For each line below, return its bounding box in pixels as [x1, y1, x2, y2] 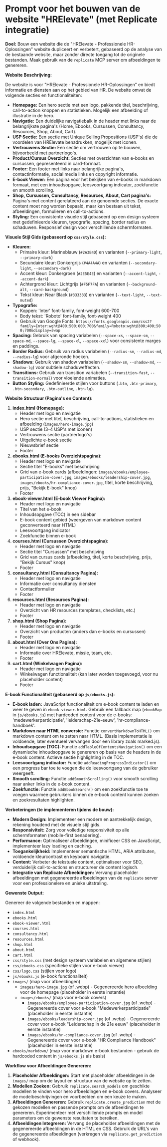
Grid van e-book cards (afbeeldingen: [19, 469, 98, 475]
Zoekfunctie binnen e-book [19, 532, 76, 538]
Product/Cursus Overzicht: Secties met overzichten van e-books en [12, 155, 155, 161]
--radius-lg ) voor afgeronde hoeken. [12, 354, 90, 360]
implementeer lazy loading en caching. [12, 842, 92, 849]
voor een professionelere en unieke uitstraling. [12, 880, 108, 886]
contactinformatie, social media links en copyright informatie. [12, 171, 139, 177]
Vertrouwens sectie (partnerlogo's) [19, 431, 92, 437]
